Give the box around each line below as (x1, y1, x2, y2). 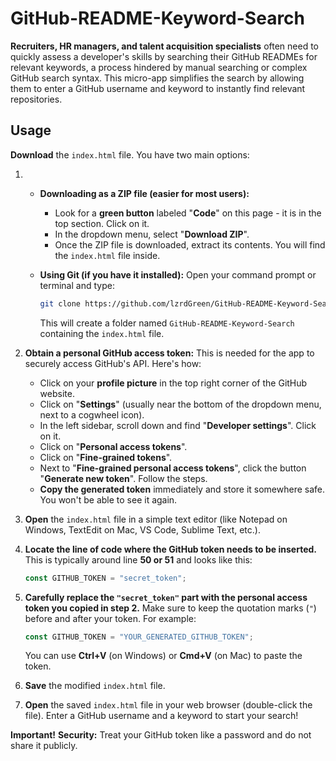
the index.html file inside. (54, 249, 161, 261)
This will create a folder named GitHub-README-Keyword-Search (39, 317, 295, 329)
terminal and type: (39, 279, 115, 291)
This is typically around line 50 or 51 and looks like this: (24, 553, 253, 566)
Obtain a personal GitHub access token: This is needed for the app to (24, 347, 315, 359)
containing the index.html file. (39, 327, 165, 339)
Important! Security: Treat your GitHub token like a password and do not (10, 729, 312, 741)
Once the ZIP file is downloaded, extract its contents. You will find (54, 238, 326, 251)
